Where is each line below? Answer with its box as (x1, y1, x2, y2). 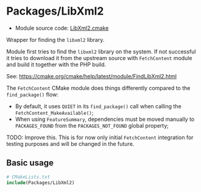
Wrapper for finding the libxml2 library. (6, 36, 105, 43)
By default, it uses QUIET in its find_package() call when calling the (15, 102, 182, 110)
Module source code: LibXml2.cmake (15, 24, 109, 32)
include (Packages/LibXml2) (6, 179, 75, 186)
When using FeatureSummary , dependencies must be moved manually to (15, 115, 195, 123)
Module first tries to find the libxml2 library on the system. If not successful (6, 47, 196, 55)
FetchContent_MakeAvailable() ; (15, 109, 94, 116)
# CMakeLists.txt (6, 174, 51, 180)
